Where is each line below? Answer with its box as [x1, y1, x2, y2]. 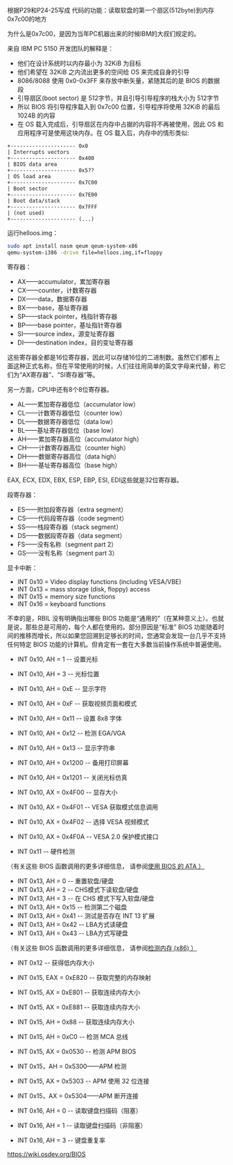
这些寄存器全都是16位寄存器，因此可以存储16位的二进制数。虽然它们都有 [7, 353, 214, 361]
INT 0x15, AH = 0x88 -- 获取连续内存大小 [17, 1017, 135, 1026]
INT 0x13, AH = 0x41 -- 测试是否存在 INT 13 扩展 [17, 911, 155, 920]
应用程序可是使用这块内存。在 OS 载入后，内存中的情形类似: [17, 129, 189, 137]
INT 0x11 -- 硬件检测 [17, 847, 75, 855]
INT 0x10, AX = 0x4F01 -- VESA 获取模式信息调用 [17, 802, 158, 811]
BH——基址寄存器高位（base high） [17, 461, 121, 469]
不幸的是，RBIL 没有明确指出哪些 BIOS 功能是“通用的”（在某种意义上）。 [7, 614, 212, 622]
